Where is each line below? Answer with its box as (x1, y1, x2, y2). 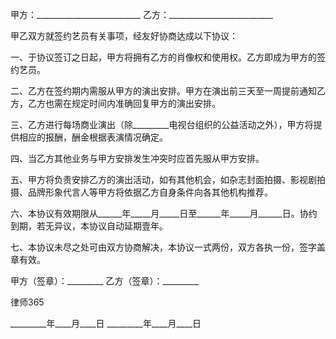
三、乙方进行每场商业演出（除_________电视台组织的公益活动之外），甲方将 (10, 119, 314, 130)
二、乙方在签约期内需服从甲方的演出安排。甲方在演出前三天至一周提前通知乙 (10, 85, 326, 97)
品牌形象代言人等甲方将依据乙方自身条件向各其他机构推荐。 (27, 186, 273, 198)
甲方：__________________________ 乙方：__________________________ (10, 9, 273, 20)
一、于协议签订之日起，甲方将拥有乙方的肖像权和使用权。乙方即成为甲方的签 (10, 51, 326, 63)
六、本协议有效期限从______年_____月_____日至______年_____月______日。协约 (10, 208, 318, 219)
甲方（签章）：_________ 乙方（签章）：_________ (10, 275, 199, 287)
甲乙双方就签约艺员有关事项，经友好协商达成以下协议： (10, 30, 238, 42)
